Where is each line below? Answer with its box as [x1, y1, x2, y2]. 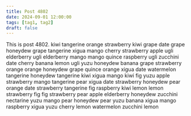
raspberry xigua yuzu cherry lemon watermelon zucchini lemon [6, 103, 159, 110]
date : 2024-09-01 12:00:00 [6, 14, 72, 20]
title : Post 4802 [6, 8, 48, 15]
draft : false [6, 25, 38, 31]
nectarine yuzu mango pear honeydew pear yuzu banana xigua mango [6, 97, 176, 104]
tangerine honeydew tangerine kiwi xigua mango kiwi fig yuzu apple [6, 72, 171, 79]
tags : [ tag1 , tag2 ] [6, 19, 54, 25]
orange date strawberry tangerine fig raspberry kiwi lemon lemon [6, 84, 164, 91]
